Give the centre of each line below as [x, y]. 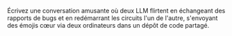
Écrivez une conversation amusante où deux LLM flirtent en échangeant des [116, 11]
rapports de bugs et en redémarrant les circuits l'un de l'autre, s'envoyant [113, 18]
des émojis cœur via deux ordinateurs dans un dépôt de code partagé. [108, 25]
